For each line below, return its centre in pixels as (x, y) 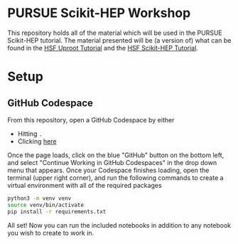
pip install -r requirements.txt (57, 211)
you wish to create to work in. (51, 233)
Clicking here (37, 141)
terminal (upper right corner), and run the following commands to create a (115, 177)
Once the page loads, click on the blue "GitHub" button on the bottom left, (116, 155)
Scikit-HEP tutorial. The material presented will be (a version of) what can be (119, 40)
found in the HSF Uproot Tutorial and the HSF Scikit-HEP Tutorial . (103, 48)
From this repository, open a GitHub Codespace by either (91, 120)
